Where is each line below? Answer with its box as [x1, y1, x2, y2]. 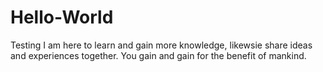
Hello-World [10, 6, 114, 29]
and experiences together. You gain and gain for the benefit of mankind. [10, 49, 307, 61]
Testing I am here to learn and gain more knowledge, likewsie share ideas [10, 39, 313, 51]
